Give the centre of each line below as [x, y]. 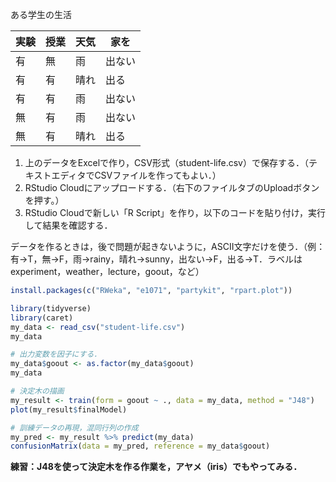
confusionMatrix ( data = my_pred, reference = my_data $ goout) [140, 446]
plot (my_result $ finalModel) [69, 409]
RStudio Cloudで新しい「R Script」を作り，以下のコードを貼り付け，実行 [175, 212]
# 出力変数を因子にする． [56, 354]
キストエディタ [55, 175]
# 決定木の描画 [37, 391]
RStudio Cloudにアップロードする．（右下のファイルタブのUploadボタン [172, 187]
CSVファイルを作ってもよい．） [158, 175]
